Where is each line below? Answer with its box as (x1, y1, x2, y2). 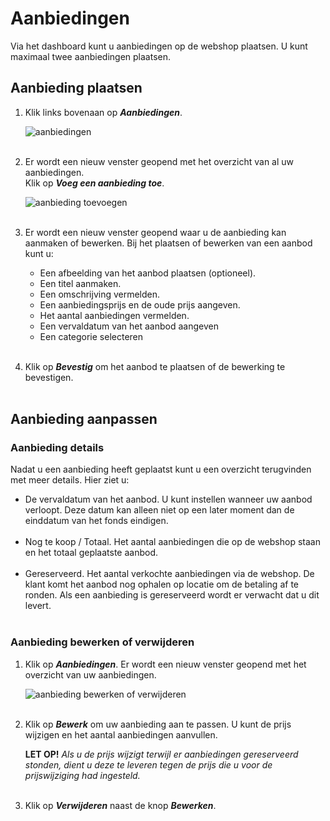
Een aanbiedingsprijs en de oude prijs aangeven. (39, 298, 241, 311)
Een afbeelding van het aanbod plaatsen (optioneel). (39, 267, 257, 279)
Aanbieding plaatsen (10, 80, 143, 97)
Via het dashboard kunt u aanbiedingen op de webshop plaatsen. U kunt (10, 40, 308, 52)
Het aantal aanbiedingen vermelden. (39, 309, 190, 321)
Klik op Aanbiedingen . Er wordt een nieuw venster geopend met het (24, 658, 307, 670)
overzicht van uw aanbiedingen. (24, 668, 157, 681)
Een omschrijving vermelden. (39, 288, 161, 300)
